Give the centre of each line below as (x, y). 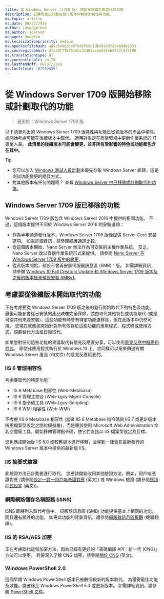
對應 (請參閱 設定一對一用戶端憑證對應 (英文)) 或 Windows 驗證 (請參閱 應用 (84, 480)
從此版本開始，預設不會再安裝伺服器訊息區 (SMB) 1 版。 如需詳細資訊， (84, 265)
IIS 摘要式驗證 (21, 462)
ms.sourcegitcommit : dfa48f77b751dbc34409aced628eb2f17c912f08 (71, 50)
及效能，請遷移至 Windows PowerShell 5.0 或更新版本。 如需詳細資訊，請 (79, 586)
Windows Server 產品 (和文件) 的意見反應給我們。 (55, 354)
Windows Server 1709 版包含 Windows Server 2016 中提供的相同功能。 (76, 218)
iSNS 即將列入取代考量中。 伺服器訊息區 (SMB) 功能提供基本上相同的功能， (81, 511)
